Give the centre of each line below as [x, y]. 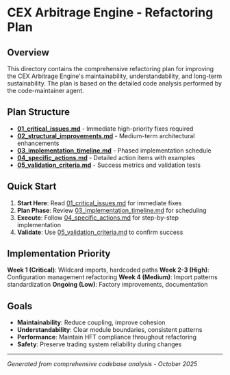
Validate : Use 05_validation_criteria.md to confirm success [100, 232]
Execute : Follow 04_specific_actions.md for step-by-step [98, 218]
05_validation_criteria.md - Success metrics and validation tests [108, 165]
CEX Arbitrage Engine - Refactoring [110, 13]
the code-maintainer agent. [46, 91]
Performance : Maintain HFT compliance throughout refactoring [107, 337]
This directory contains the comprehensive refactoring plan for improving [111, 69]
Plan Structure [39, 112]
